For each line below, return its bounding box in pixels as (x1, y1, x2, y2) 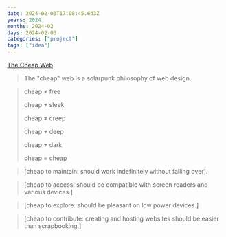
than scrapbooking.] (23, 222, 82, 230)
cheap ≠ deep (23, 128, 64, 135)
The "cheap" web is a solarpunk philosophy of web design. (23, 74, 192, 82)
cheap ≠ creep (23, 114, 66, 122)
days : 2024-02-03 (7, 29, 57, 36)
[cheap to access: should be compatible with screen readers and (23, 181, 208, 189)
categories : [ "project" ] (7, 36, 78, 43)
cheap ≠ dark (23, 141, 63, 148)
